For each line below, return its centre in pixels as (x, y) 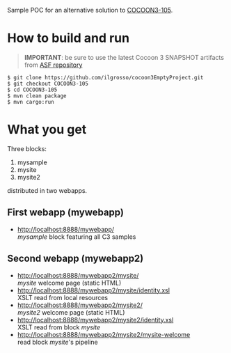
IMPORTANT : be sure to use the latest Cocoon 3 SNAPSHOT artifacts (124, 57)
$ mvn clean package (37, 96)
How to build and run (69, 38)
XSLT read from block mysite (59, 327)
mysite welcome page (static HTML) (69, 283)
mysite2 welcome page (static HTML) (71, 312)
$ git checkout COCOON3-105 (48, 84)
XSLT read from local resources (63, 297)
